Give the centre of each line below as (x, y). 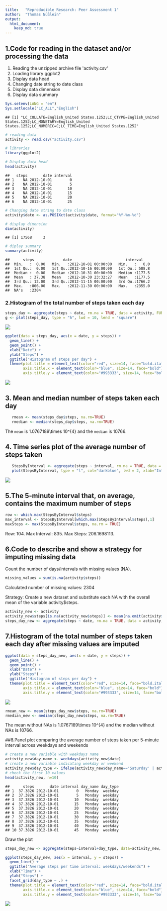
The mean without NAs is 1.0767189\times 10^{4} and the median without (80, 725)
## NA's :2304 (23, 291)
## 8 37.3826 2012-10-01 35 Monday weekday (62, 821)
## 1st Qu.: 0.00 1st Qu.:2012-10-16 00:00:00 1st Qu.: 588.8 (78, 269)
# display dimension (27, 224)
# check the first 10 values (35, 773)
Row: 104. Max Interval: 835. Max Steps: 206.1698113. (60, 533)
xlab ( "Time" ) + (25, 871)
